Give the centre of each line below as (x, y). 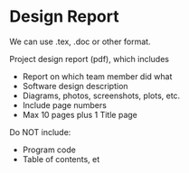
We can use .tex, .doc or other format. (80, 41)
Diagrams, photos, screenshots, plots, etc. (101, 96)
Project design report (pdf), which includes (90, 59)
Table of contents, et (61, 159)
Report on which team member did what (97, 76)
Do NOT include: (40, 132)
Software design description (75, 86)
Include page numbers (64, 105)
